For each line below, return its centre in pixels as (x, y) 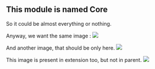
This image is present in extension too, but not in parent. (74, 60)
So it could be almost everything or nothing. (59, 23)
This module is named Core (57, 10)
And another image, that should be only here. (61, 48)
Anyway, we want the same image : (49, 36)
